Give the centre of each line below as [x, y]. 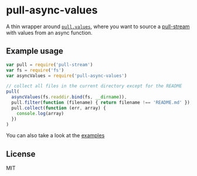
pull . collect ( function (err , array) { [59, 108]
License [21, 154]
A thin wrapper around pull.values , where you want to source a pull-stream [98, 26]
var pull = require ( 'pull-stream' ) [50, 65]
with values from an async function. [49, 32]
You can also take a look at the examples [55, 136]
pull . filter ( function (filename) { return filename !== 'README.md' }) [101, 103]
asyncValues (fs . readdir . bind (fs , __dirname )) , [69, 97]
